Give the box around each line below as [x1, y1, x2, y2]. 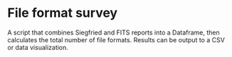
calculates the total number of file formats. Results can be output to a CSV [7, 35, 226, 44]
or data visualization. [7, 43, 69, 51]
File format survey [7, 5, 118, 21]
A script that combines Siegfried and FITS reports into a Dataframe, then [7, 28, 221, 37]
